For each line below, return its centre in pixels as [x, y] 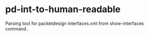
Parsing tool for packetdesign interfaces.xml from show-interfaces [75, 23]
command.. [17, 28]
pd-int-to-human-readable [63, 9]
